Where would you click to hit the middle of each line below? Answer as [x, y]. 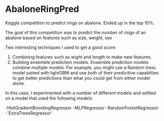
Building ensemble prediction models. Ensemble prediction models [80, 62]
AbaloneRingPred [42, 9]
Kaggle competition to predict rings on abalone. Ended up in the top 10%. [80, 23]
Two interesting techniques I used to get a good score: [61, 47]
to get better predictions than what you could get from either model [81, 78]
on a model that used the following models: [49, 98]
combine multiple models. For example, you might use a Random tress [84, 67]
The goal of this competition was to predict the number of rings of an [76, 32]
